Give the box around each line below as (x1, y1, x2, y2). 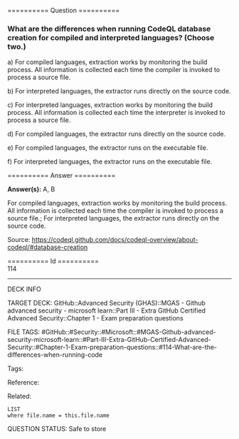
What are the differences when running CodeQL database (7, 24, 211, 34)
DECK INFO (7, 285, 41, 293)
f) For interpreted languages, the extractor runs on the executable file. (7, 157, 213, 166)
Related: (7, 392, 32, 400)
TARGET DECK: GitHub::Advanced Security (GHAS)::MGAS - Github (7, 299, 206, 308)
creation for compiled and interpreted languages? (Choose (7, 32, 215, 42)
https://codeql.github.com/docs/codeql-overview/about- (31, 236, 198, 244)
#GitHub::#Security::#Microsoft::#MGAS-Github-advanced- (41, 328, 216, 336)
